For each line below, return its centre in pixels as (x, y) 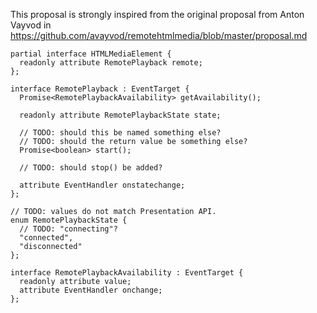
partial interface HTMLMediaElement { (91, 54)
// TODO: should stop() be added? (91, 168)
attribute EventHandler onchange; (91, 290)
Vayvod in (31, 25)
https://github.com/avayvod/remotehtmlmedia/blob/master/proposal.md (159, 35)
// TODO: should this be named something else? (120, 133)
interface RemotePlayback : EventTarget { (100, 89)
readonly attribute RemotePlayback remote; (111, 63)
